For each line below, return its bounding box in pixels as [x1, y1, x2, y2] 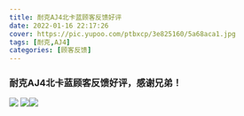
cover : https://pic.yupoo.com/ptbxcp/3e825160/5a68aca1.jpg [9, 29, 237, 38]
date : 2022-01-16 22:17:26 [9, 21, 109, 30]
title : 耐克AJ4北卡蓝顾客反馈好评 [9, 12, 122, 22]
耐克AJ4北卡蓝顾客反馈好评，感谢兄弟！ [9, 77, 182, 89]
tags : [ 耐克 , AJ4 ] [9, 37, 71, 47]
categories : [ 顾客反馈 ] [9, 46, 91, 55]
